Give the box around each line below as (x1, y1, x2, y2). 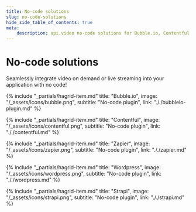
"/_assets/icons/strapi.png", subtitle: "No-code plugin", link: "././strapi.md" (6, 194, 185, 201)
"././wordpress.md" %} (6, 176, 60, 183)
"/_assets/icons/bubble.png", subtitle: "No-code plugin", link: (6, 99, 153, 106)
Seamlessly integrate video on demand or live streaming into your (6, 75, 164, 82)
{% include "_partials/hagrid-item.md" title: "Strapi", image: (6, 188, 149, 195)
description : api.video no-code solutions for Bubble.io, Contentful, (16, 30, 192, 36)
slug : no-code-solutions (6, 14, 67, 20)
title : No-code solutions (6, 8, 69, 15)
